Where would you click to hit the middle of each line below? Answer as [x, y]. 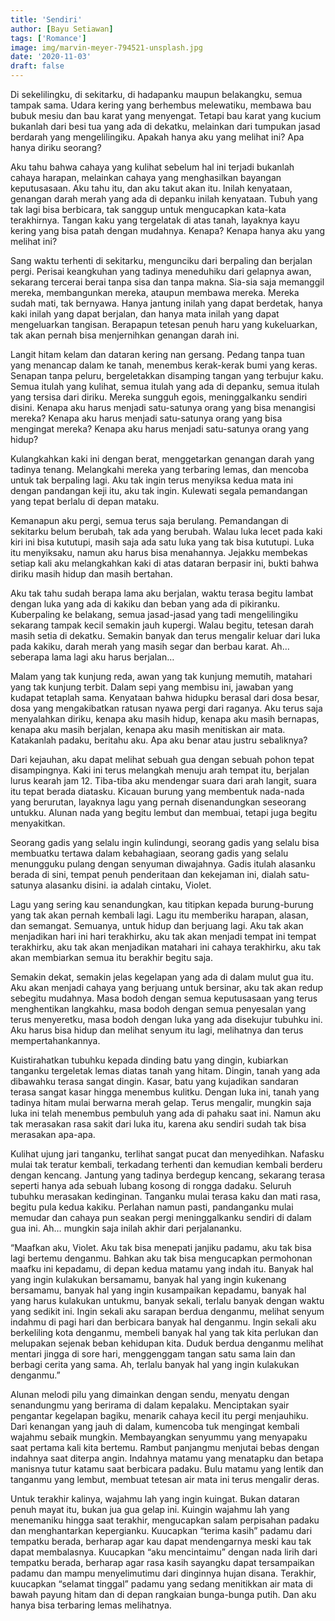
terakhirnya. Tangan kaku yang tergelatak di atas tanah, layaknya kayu [155, 220]
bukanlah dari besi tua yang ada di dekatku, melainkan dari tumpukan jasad [165, 126]
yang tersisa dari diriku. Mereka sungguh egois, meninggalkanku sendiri [159, 397]
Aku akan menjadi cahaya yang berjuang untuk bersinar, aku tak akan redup [167, 987]
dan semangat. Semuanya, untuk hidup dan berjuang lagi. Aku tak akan [157, 925]
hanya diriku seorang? [56, 147]
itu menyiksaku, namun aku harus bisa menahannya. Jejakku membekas [159, 552]
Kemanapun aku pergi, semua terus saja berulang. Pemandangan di [149, 520]
